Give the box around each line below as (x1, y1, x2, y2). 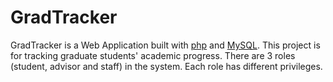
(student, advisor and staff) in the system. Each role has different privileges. (10, 60, 323, 72)
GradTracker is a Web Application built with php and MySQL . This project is (10, 39, 321, 51)
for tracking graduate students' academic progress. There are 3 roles (10, 49, 296, 61)
